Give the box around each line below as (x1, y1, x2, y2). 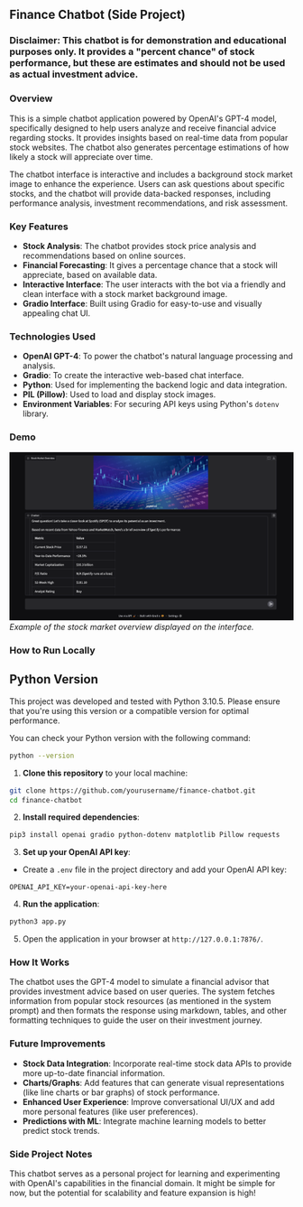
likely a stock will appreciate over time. (9, 151, 153, 162)
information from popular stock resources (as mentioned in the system (9, 996, 272, 1007)
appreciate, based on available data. (22, 269, 158, 280)
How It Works (9, 956, 70, 969)
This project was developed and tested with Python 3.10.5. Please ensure (9, 695, 281, 707)
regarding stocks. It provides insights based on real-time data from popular (9, 132, 289, 143)
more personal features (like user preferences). (22, 1106, 198, 1117)
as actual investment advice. (9, 68, 139, 80)
